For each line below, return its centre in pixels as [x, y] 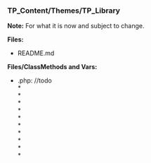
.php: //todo [35, 80]
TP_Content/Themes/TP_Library [64, 11]
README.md [36, 53]
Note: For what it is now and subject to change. [76, 26]
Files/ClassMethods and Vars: [52, 67]
